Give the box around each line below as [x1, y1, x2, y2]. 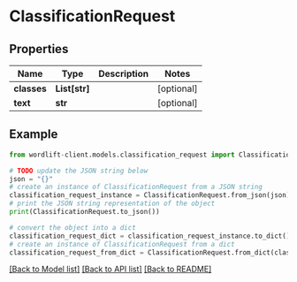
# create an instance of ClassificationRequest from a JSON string [9, 183, 263, 192]
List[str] [55, 82, 90, 95]
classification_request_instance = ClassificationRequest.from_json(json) [9, 191, 291, 200]
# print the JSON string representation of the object [9, 199, 216, 209]
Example [9, 126, 58, 142]
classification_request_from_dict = [9, 248, 144, 257]
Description [98, 68, 148, 80]
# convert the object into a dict [9, 223, 137, 232]
